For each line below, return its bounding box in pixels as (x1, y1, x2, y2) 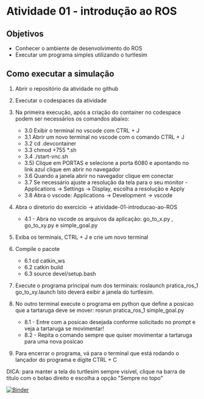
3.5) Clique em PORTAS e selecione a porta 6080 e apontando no (24, 159, 189, 166)
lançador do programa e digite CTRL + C (15, 356, 118, 363)
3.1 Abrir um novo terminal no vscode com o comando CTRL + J (24, 133, 185, 141)
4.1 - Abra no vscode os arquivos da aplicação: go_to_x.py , (24, 215, 174, 222)
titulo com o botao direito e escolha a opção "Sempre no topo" (6, 374, 163, 381)
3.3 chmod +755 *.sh (24, 146, 77, 154)
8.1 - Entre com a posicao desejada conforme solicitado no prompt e (24, 318, 196, 325)
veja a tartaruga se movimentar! (24, 325, 105, 332)
